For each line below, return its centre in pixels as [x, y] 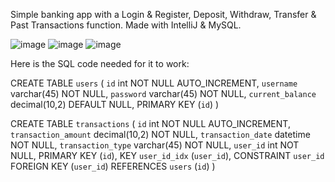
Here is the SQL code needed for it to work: [100, 63]
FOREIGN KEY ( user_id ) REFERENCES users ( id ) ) [113, 166]
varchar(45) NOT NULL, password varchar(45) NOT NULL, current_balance [163, 93]
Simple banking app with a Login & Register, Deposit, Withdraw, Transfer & [163, 14]
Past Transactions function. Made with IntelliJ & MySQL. [126, 25]
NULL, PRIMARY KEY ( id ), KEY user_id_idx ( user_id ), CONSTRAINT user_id [167, 155]
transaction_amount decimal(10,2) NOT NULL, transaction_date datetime [160, 134]
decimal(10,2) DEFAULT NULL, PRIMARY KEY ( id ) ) [115, 104]
